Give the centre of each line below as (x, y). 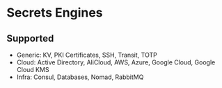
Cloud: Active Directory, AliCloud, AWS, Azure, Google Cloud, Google (116, 62)
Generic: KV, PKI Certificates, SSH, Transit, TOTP (87, 55)
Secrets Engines (55, 13)
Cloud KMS (33, 70)
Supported (30, 38)
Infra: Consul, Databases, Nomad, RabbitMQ (80, 77)
